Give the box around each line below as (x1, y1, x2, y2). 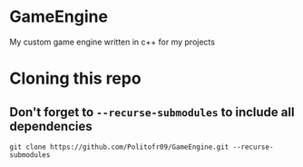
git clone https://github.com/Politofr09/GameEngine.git (9, 142, 230, 152)
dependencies (9, 118, 93, 133)
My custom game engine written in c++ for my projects (9, 36, 216, 47)
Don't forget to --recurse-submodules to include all (9, 104, 295, 120)
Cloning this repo (9, 68, 142, 89)
